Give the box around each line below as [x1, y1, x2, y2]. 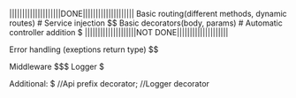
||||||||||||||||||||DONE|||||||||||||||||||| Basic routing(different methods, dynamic [9, 9, 287, 19]
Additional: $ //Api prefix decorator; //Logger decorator [9, 79, 210, 88]
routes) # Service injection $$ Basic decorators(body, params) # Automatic [9, 18, 283, 28]
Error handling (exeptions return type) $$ [9, 44, 159, 55]
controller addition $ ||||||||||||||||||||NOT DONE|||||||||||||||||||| [9, 27, 229, 37]
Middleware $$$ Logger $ [9, 62, 104, 72]
